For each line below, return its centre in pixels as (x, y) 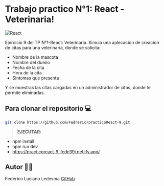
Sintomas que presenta (35, 78)
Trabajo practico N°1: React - (65, 9)
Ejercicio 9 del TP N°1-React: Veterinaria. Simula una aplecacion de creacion (82, 42)
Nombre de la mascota (35, 57)
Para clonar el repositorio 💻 (48, 109)
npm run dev (25, 146)
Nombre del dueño (31, 62)
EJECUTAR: (29, 132)
